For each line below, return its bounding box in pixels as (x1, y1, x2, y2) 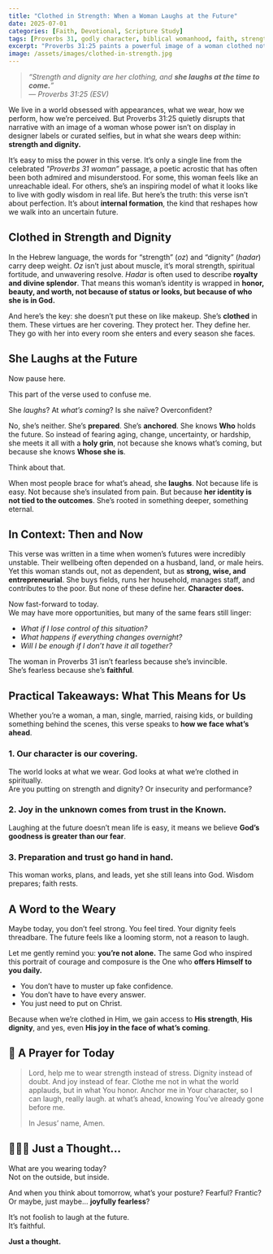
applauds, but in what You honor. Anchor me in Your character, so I (28, 1085, 253, 1095)
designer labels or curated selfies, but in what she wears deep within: (8, 131, 241, 141)
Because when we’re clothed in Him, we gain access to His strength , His (8, 1013, 253, 1024)
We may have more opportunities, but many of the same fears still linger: (8, 608, 252, 618)
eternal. (8, 504, 34, 514)
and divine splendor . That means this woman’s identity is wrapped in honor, (8, 278, 265, 288)
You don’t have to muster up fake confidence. (19, 981, 173, 991)
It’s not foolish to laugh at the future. (8, 1212, 130, 1221)
